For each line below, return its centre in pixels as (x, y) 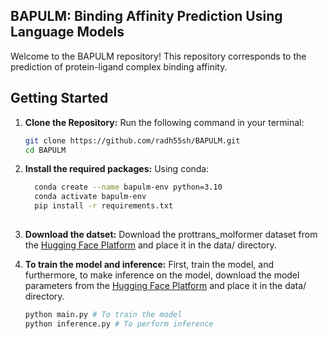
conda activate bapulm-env (90, 197)
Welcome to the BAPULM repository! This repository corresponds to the (158, 56)
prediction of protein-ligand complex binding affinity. (119, 66)
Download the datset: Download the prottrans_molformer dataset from (171, 234)
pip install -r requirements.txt (104, 206)
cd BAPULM (45, 150)
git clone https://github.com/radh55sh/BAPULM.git (132, 140)
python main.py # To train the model (103, 314)
